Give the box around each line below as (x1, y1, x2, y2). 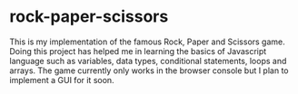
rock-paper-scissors (9, 6, 169, 27)
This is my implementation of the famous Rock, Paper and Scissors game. (9, 36, 286, 47)
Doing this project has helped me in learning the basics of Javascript (9, 45, 267, 56)
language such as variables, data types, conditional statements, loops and (9, 55, 287, 66)
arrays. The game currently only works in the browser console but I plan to (9, 65, 289, 76)
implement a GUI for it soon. (9, 74, 115, 85)
